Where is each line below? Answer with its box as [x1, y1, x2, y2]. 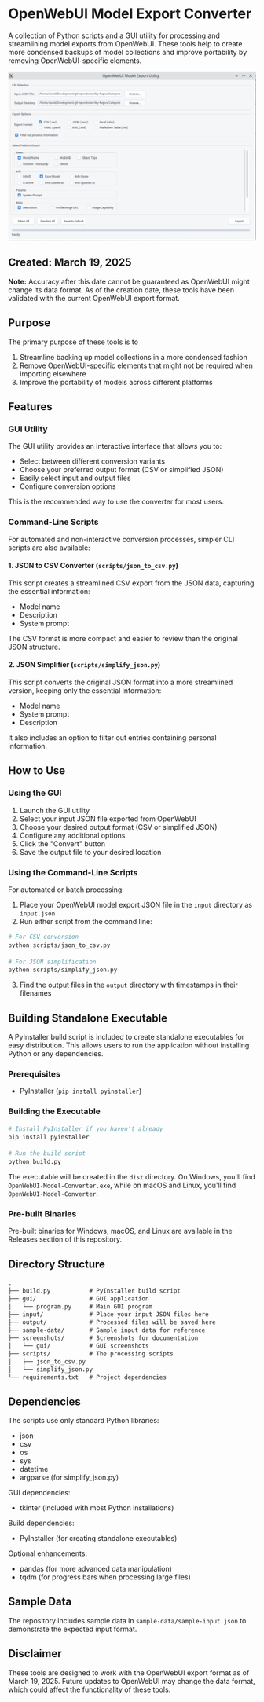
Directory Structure [8, 1257, 106, 1271]
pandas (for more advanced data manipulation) [19, 1564, 173, 1574]
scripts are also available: [8, 543, 90, 552]
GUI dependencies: [8, 1488, 71, 1498]
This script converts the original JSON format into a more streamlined [8, 677, 233, 687]
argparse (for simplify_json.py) [19, 1473, 119, 1482]
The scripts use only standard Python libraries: [8, 1416, 159, 1425]
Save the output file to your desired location [19, 847, 162, 857]
